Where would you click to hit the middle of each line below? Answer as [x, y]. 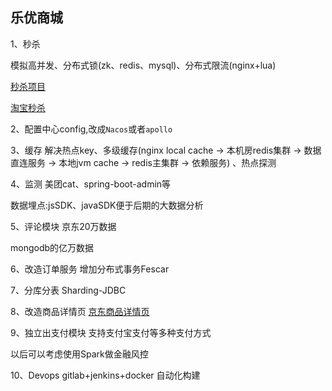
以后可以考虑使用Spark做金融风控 [79, 354]
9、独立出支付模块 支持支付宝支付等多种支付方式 [111, 332]
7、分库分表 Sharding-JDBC [68, 290]
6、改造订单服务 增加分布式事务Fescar [90, 269]
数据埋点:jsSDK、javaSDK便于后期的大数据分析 [107, 205]
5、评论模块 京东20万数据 [63, 226]
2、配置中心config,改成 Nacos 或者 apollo [91, 129]
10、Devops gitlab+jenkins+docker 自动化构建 [105, 375]
